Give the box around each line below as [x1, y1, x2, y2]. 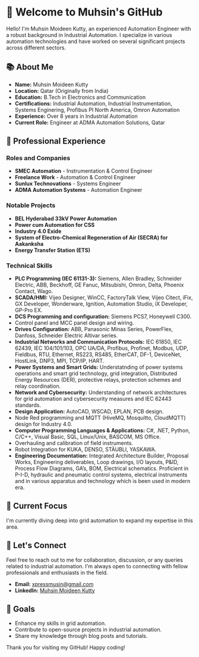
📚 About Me [6, 62, 53, 72]
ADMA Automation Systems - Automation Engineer [14, 186, 143, 194]
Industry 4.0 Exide [14, 228, 62, 235]
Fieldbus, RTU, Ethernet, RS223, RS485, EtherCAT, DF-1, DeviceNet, [14, 351, 182, 358]
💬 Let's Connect [6, 540, 67, 550]
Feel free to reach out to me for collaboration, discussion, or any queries [6, 556, 183, 563]
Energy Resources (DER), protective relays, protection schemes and [14, 376, 181, 384]
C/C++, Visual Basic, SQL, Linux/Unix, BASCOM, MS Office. [14, 433, 162, 440]
